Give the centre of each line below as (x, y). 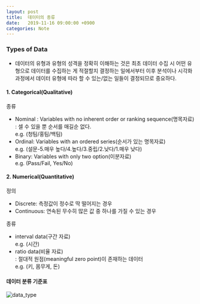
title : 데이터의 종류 (31, 17)
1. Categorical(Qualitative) (40, 92)
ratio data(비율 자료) (39, 251)
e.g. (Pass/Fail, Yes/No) (44, 163)
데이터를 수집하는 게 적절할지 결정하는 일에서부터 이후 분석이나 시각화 (112, 71)
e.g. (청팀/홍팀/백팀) (39, 134)
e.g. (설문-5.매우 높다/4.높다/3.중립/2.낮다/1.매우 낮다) (78, 149)
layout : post (22, 12)
